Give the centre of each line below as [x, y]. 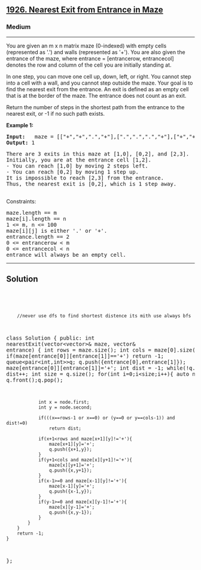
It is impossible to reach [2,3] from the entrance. [85, 178]
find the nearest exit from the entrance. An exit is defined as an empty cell [98, 89]
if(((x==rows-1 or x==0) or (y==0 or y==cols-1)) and [106, 418]
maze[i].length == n [36, 219]
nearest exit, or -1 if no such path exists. [56, 113]
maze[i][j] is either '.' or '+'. [57, 231]
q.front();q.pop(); [35, 380]
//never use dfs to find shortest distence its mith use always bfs [104, 316]
